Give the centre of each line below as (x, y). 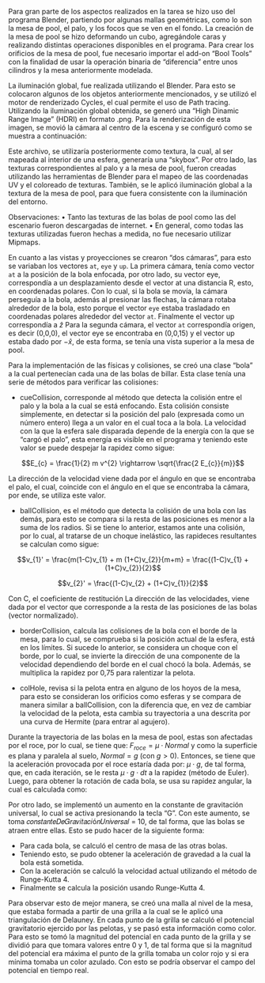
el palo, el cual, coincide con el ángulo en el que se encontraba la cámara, (129, 487)
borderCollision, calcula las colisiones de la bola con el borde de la (128, 631)
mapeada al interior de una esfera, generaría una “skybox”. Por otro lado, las (132, 160)
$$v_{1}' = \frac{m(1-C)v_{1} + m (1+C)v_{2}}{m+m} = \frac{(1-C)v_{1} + (133, 560)
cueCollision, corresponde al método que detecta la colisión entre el (131, 397)
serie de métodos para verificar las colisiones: (83, 382)
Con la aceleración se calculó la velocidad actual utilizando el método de (138, 871)
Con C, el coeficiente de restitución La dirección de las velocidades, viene (129, 599)
